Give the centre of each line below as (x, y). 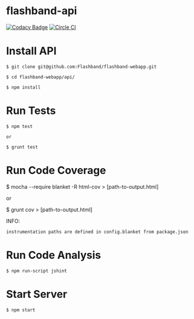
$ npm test (19, 126)
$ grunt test (22, 147)
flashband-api (42, 11)
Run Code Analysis (54, 255)
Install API (32, 51)
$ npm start (21, 310)
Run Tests (31, 111)
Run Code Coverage (56, 170)
